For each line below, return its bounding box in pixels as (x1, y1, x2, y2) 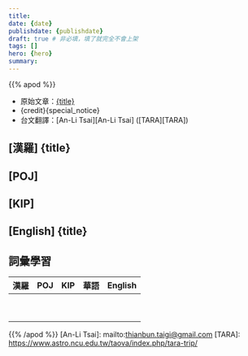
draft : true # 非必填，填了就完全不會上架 (8, 34, 138, 43)
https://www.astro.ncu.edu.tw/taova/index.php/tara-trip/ (8, 338, 198, 348)
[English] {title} (8, 224, 88, 238)
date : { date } (8, 20, 53, 28)
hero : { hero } (8, 50, 53, 58)
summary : (8, 58, 38, 66)
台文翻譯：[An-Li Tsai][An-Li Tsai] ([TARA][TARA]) (20, 115, 189, 124)
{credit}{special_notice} (20, 105, 100, 115)
